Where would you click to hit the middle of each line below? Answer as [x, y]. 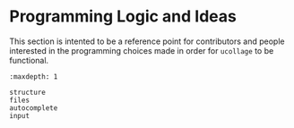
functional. [29, 60]
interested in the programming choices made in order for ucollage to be [142, 50]
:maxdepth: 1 [34, 77]
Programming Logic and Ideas [123, 17]
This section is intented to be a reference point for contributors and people [147, 41]
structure [28, 92]
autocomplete [34, 108]
